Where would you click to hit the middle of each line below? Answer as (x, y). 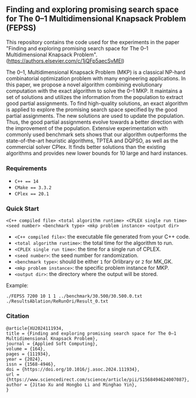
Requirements (27, 168)
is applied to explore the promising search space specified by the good (92, 109)
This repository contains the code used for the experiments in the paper (93, 42)
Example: (17, 285)
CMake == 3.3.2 (33, 188)
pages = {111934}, (28, 354)
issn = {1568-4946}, (31, 364)
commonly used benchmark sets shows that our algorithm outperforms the (97, 134)
